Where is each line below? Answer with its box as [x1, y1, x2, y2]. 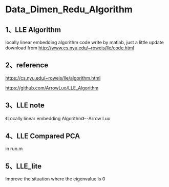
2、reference [5, 61, 49, 70]
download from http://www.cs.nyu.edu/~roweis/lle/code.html [5, 45, 134, 51]
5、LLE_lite [5, 162, 42, 171]
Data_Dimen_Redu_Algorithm [5, 4, 133, 15]
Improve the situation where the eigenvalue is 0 [5, 176, 105, 182]
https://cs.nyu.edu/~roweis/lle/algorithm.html [5, 74, 101, 81]
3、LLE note [5, 101, 45, 110]
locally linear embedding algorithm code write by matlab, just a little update [5, 40, 164, 45]
